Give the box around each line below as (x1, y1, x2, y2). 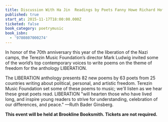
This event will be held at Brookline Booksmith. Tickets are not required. (5, 111, 157, 117)
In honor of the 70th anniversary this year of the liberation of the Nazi (5, 49, 148, 55)
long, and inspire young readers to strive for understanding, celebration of (5, 96, 158, 102)
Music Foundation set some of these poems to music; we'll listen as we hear (5, 85, 162, 91)
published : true (5, 12, 39, 17)
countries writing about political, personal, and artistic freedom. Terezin (5, 80, 152, 86)
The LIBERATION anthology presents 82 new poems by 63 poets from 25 (5, 75, 156, 81)
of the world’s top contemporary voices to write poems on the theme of (5, 60, 152, 66)
